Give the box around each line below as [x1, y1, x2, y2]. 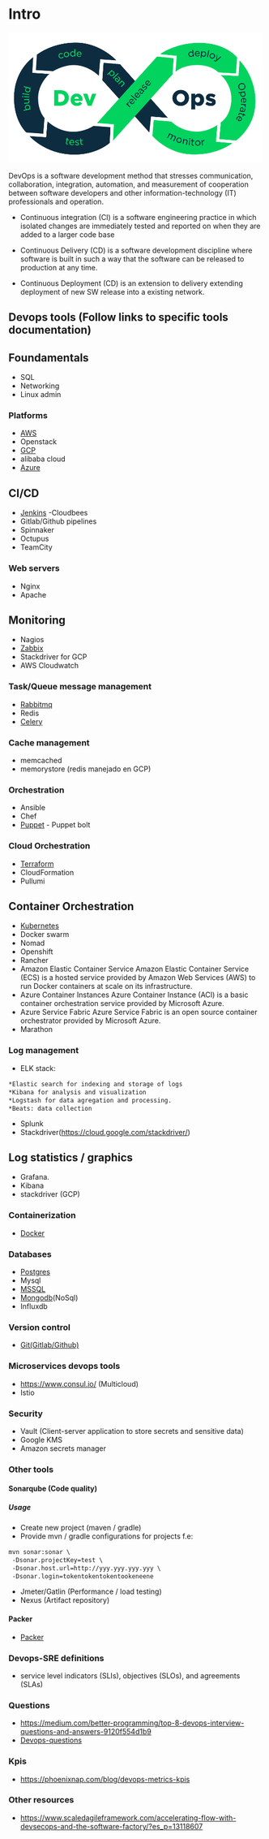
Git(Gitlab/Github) [19, 1340, 79, 1350]
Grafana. [19, 1172, 50, 1182]
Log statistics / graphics [8, 1150, 134, 1165]
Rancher [19, 956, 49, 965]
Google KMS [19, 1435, 63, 1444]
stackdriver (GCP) [19, 1189, 81, 1199]
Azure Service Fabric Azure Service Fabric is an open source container [19, 1008, 258, 1017]
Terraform [19, 858, 54, 869]
